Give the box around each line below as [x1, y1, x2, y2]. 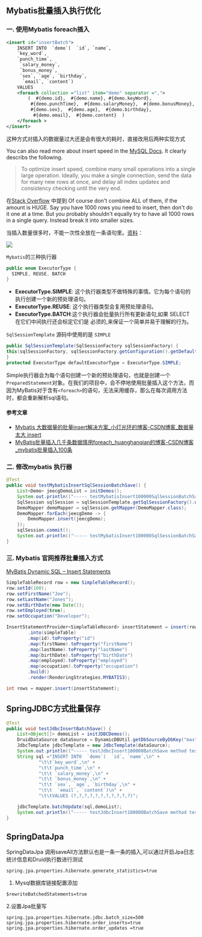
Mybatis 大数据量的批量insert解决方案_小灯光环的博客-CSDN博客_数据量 [14, 424, 194, 431]
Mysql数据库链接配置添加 [14, 879, 78, 886]
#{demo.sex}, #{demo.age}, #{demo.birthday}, [30, 107, 152, 113]
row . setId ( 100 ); [6, 585, 47, 591]
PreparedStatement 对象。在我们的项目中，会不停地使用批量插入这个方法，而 [6, 379, 194, 386]
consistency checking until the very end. [20, 185, 122, 192]
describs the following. [6, 153, 63, 161]
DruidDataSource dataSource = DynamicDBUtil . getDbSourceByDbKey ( [17, 737, 185, 743]
